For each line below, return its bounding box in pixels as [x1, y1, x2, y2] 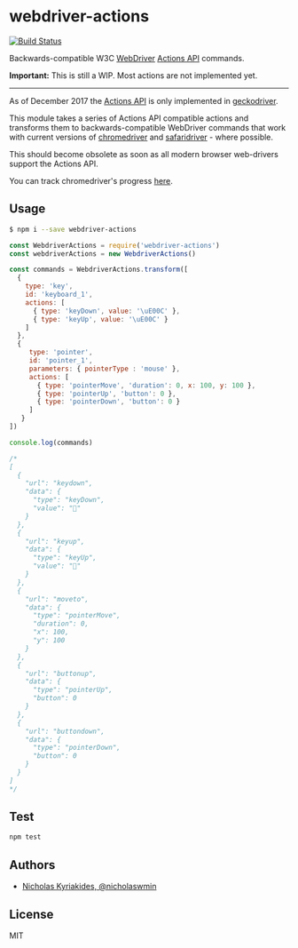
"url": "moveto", [25, 594, 90, 603]
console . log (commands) [9, 438, 93, 447]
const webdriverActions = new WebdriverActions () [9, 249, 197, 259]
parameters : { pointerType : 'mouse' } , [28, 364, 180, 373]
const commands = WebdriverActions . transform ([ [9, 265, 189, 275]
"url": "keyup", [25, 537, 86, 546]
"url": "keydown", [25, 479, 93, 488]
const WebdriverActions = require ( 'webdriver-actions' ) [9, 241, 220, 250]
